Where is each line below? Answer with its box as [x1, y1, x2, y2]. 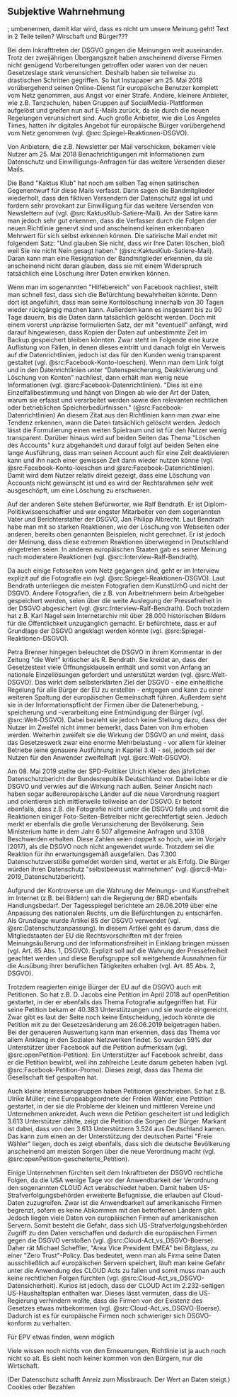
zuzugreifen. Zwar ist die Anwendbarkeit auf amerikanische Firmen [25, 1198, 222, 1207]
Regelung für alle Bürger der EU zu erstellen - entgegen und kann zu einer [7, 685, 224, 694]
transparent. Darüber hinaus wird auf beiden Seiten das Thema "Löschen [7, 433, 221, 442]
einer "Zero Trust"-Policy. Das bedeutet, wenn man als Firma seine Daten [7, 1251, 221, 1259]
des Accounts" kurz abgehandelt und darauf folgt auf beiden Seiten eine [7, 441, 219, 449]
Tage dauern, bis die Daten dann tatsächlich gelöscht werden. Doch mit [7, 313, 216, 321]
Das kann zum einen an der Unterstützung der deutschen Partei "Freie [7, 1132, 212, 1140]
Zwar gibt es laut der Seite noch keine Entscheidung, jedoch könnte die [7, 1013, 215, 1021]
